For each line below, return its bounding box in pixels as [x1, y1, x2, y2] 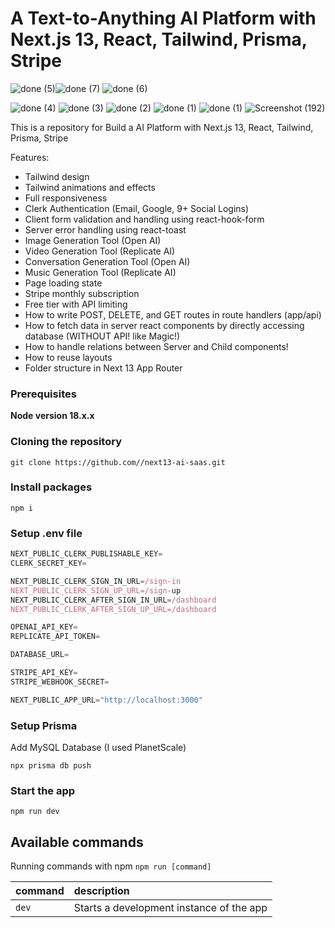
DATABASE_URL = [10, 650, 70, 660]
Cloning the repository [10, 435, 122, 449]
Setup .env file [10, 526, 83, 540]
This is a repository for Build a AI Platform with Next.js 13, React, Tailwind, [10, 121, 314, 133]
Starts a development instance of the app [73, 901, 268, 915]
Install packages [10, 480, 93, 494]
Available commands [10, 833, 144, 851]
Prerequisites [10, 387, 77, 401]
